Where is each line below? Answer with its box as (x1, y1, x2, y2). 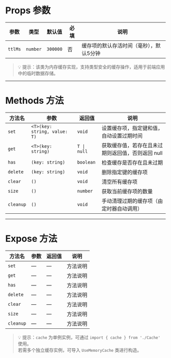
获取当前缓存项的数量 (101, 188, 153, 195)
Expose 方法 (5, 233, 58, 244)
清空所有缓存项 (101, 178, 137, 185)
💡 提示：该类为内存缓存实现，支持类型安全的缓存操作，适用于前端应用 (17, 63, 165, 70)
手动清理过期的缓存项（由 (101, 197, 163, 205)
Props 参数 (5, 5, 51, 16)
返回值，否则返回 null (111, 149, 163, 156)
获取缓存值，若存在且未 (101, 142, 158, 149)
